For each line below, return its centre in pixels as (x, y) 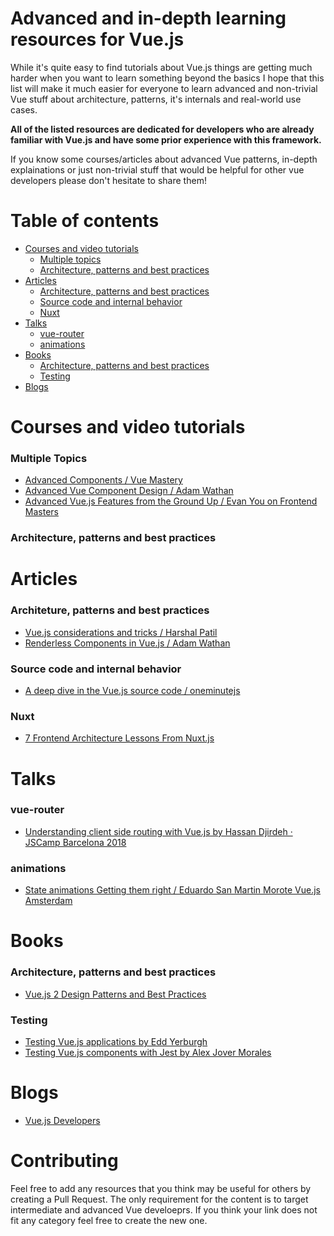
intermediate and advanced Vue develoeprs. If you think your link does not (164, 1209)
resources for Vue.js (97, 39)
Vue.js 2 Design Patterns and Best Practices (115, 994)
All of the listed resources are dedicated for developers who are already (162, 129)
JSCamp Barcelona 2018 (75, 842)
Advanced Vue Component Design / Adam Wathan (129, 491)
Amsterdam (48, 901)
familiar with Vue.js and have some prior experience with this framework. (166, 139)
